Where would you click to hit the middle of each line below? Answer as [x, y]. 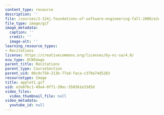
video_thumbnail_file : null [38, 96]
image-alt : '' [24, 42]
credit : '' [20, 37]
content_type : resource [29, 10]
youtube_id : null [27, 105]
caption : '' [22, 32]
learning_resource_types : [31, 46]
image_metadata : [21, 28]
